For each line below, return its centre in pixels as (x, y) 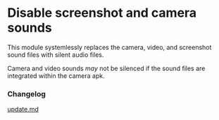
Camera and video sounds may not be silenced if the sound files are (106, 68)
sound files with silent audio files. (56, 55)
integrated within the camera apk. (56, 76)
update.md (23, 109)
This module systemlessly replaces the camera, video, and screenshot (109, 47)
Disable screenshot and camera (102, 13)
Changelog (26, 94)
